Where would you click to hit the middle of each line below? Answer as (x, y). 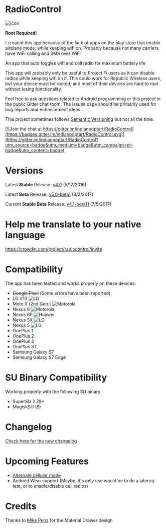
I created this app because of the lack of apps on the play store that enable (83, 43)
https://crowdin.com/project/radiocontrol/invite (54, 249)
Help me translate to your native (73, 224)
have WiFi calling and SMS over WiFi (43, 53)
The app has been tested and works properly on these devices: (71, 283)
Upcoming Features (47, 461)
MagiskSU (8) (27, 407)
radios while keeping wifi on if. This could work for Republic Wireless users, (83, 78)
